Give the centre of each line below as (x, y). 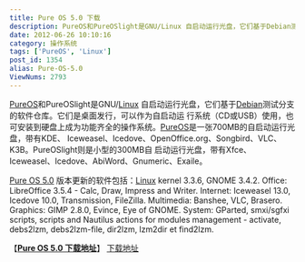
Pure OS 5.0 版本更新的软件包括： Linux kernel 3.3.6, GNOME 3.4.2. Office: (148, 180)
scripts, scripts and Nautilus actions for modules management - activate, (145, 219)
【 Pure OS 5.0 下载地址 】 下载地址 (74, 247)
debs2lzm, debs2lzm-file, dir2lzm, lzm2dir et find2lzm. (112, 229)
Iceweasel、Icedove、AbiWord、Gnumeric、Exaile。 (108, 161)
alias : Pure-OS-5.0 (46, 69)
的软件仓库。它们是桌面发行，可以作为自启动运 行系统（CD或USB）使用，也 (152, 116)
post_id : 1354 (36, 60)
